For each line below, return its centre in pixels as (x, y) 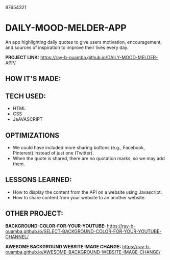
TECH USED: (26, 96)
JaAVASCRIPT (28, 119)
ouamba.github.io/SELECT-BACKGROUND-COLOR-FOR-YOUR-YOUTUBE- (83, 231)
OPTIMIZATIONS (32, 135)
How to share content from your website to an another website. (79, 197)
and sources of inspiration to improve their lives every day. (67, 47)
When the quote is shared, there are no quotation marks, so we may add (89, 158)
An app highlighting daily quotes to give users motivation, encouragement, (84, 42)
